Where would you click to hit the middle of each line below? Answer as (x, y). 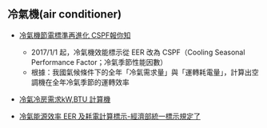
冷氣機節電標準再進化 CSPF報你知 (75, 35)
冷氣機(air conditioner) (64, 14)
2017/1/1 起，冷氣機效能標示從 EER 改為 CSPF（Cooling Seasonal (138, 52)
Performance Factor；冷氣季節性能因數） (99, 62)
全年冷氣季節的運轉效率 (91, 82)
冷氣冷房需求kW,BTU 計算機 (65, 99)
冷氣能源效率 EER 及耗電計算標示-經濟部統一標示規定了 (110, 116)
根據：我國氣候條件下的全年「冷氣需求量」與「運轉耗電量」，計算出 (141, 72)
